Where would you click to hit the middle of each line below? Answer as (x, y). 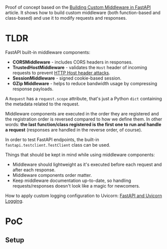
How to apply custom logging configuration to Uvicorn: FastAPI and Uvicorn (83, 196)
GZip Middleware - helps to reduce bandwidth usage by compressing (85, 83)
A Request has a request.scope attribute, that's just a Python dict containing (83, 98)
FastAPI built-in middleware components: (48, 52)
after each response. (34, 170)
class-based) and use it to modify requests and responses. (66, 18)
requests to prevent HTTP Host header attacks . (61, 73)
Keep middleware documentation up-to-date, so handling (72, 180)
